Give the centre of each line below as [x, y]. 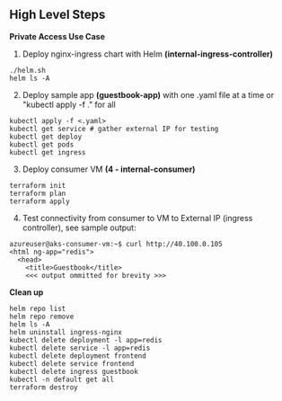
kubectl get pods [42, 144]
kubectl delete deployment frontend [78, 356]
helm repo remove [42, 316]
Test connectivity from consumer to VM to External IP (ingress [137, 218]
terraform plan [38, 193]
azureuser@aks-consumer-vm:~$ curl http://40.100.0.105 [116, 244]
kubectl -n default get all [62, 379]
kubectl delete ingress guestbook [74, 371]
